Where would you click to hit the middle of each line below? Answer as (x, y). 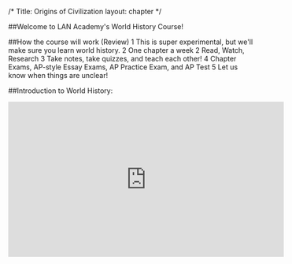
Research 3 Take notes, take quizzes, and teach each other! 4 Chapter (122, 59)
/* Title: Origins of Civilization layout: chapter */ (85, 11)
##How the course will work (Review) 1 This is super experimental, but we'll (131, 42)
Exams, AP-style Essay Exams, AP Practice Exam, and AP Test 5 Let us (123, 67)
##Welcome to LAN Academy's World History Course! (96, 26)
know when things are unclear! (58, 75)
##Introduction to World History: (61, 91)
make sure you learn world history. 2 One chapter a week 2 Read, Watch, (127, 50)
